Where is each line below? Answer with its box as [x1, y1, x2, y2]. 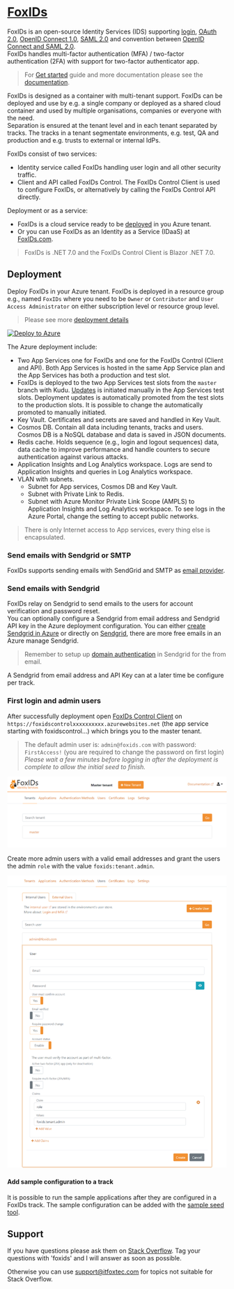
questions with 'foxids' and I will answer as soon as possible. [7, 1254, 182, 1262]
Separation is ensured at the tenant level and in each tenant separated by [7, 121, 217, 129]
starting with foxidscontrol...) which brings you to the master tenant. [7, 727, 202, 735]
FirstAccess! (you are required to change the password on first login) [24, 748, 224, 756]
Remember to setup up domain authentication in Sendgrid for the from [24, 650, 226, 659]
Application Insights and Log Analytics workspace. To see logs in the [27, 504, 226, 513]
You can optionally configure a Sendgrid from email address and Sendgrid [7, 614, 220, 622]
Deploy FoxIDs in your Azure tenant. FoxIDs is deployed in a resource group [7, 287, 224, 296]
